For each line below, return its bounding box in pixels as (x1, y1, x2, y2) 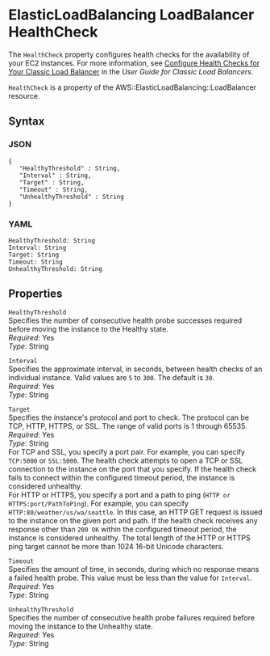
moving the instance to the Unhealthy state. (8, 621, 153, 631)
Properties (8, 287, 63, 301)
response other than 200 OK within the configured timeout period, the (8, 524, 237, 534)
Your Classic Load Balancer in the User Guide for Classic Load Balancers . (8, 66, 254, 76)
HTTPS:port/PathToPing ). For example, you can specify (8, 498, 189, 508)
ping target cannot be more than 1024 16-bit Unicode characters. (8, 541, 224, 551)
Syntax (8, 115, 45, 129)
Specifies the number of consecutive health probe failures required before (8, 612, 255, 622)
